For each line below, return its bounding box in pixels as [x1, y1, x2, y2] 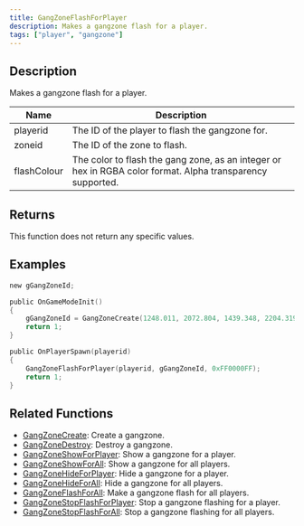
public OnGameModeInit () [9, 297, 103, 306]
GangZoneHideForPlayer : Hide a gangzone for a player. [22, 468, 229, 479]
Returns [9, 207, 56, 222]
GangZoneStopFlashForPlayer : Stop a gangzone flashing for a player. [22, 497, 280, 508]
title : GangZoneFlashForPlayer [9, 13, 128, 23]
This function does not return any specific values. [9, 231, 195, 241]
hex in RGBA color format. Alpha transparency [71, 164, 268, 177]
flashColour [14, 164, 63, 177]
